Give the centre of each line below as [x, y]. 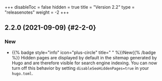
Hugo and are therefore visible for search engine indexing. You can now [84, 63]
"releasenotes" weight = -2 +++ [37, 12]
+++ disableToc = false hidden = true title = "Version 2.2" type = [70, 7]
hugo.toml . [22, 73]
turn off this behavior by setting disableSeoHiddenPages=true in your [80, 68]
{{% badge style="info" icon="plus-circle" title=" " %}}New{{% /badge [84, 52]
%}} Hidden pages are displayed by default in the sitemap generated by [84, 57]
